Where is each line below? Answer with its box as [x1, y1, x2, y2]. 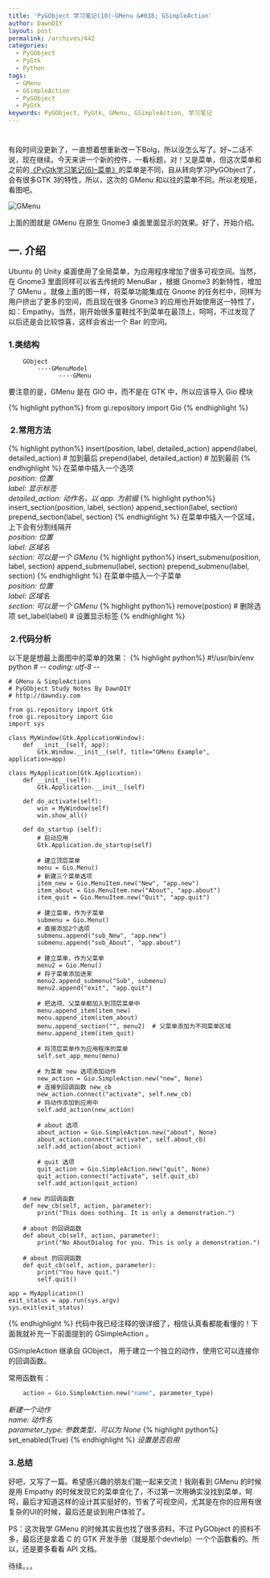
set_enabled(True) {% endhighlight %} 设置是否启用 [8, 1435, 180, 1444]
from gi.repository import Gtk [8, 705, 113, 713]
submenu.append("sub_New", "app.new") [37, 932, 167, 940]
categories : [8, 42, 48, 50]
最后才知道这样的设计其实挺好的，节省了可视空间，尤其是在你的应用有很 [22, 1497, 262, 1506]
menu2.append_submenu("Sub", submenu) [37, 977, 167, 985]
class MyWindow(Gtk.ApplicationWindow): [8, 733, 146, 741]
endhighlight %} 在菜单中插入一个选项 [8, 463, 134, 473]
